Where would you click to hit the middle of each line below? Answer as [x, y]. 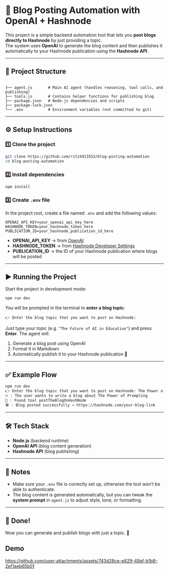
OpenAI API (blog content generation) [52, 446]
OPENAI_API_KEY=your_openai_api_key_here [49, 222]
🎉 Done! [18, 521]
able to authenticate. [34, 489]
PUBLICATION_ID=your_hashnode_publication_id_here [59, 231]
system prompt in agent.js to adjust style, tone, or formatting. [77, 500]
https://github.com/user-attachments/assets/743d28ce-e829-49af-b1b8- [81, 560]
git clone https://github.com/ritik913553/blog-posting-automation [77, 157]
